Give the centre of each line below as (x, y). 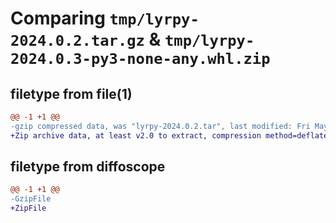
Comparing (58, 18)
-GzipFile (31, 199)
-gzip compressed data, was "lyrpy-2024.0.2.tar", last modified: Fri (160, 126)
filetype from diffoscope (88, 167)
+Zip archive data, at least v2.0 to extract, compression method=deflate (169, 135)
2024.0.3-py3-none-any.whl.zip (140, 59)
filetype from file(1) (71, 93)
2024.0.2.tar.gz (77, 41)
